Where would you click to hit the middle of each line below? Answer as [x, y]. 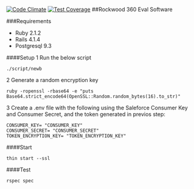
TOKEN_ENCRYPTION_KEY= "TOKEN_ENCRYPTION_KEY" [66, 136]
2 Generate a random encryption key [52, 80]
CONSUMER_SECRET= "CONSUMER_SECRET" [53, 131]
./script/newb [24, 69]
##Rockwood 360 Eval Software [132, 9]
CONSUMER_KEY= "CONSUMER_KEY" [45, 125]
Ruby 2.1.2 [28, 33]
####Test [19, 170]
